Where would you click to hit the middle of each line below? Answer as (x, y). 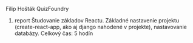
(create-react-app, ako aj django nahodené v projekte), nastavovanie (101, 27)
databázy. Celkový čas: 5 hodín (54, 33)
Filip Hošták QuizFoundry (37, 9)
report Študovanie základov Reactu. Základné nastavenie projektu (97, 20)
